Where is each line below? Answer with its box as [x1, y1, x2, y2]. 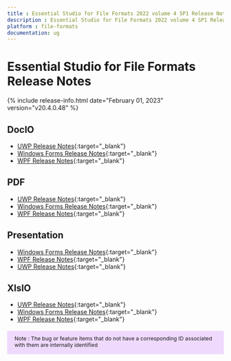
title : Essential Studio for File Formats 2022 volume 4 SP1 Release [7, 10, 214, 17]
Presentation [7, 229, 64, 241]
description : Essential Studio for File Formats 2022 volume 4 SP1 [7, 17, 208, 23]
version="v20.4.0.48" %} [7, 104, 79, 112]
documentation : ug [7, 29, 60, 37]
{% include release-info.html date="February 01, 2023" [7, 96, 164, 105]
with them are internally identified [14, 341, 98, 349]
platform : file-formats [7, 23, 78, 30]
